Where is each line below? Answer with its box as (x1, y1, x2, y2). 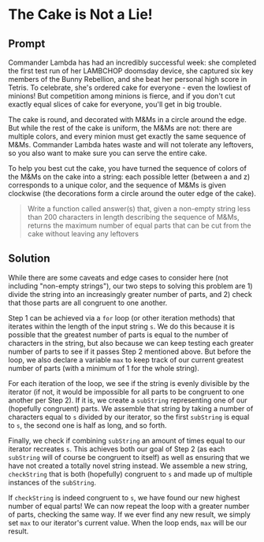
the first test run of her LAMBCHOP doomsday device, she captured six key (8, 66, 254, 76)
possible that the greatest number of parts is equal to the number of (8, 329, 229, 340)
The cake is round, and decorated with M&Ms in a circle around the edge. (8, 115, 247, 124)
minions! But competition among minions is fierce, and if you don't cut (8, 91, 236, 100)
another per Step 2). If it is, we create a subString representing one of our (8, 395, 247, 405)
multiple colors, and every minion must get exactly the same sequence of (8, 132, 247, 141)
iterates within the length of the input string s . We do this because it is (8, 321, 235, 331)
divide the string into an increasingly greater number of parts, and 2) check (8, 289, 252, 299)
